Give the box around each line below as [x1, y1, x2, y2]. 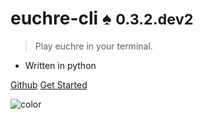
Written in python [24, 59, 97, 71]
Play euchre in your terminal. [34, 40, 153, 52]
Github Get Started [10, 78, 88, 91]
